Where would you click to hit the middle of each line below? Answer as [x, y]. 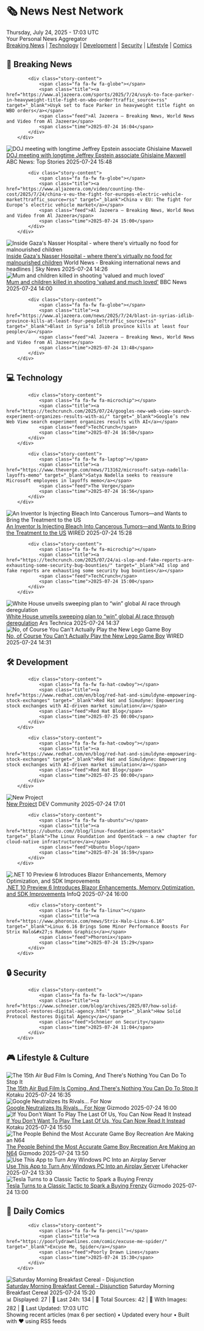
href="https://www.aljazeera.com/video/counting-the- [76, 189]
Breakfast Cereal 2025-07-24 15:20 [51, 1293]
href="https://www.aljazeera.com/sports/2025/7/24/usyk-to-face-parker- [100, 95]
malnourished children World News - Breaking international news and [93, 262]
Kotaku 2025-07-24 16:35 [39, 1095]
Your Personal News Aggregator [47, 38]
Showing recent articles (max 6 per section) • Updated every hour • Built [98, 1315]
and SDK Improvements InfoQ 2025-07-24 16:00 [67, 894]
